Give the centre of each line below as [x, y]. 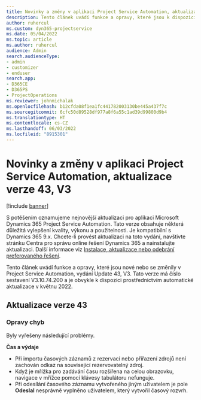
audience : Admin [26, 51]
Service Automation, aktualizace [89, 177]
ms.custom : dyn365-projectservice [49, 28]
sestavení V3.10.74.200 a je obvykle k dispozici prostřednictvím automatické [100, 280]
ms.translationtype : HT [36, 117]
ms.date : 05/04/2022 [32, 34]
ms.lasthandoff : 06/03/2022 [41, 129]
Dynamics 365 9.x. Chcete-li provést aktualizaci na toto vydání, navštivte [96, 237]
